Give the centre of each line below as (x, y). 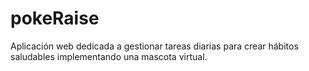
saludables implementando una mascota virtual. (109, 56)
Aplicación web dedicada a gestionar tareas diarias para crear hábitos (154, 46)
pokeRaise (55, 18)
